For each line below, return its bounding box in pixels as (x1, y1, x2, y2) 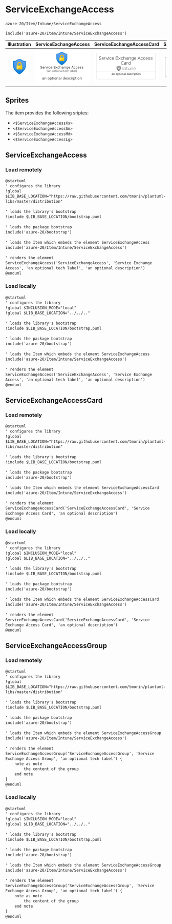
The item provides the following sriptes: (5, 109, 89, 116)
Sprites (5, 96, 29, 105)
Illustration (7, 41, 32, 47)
